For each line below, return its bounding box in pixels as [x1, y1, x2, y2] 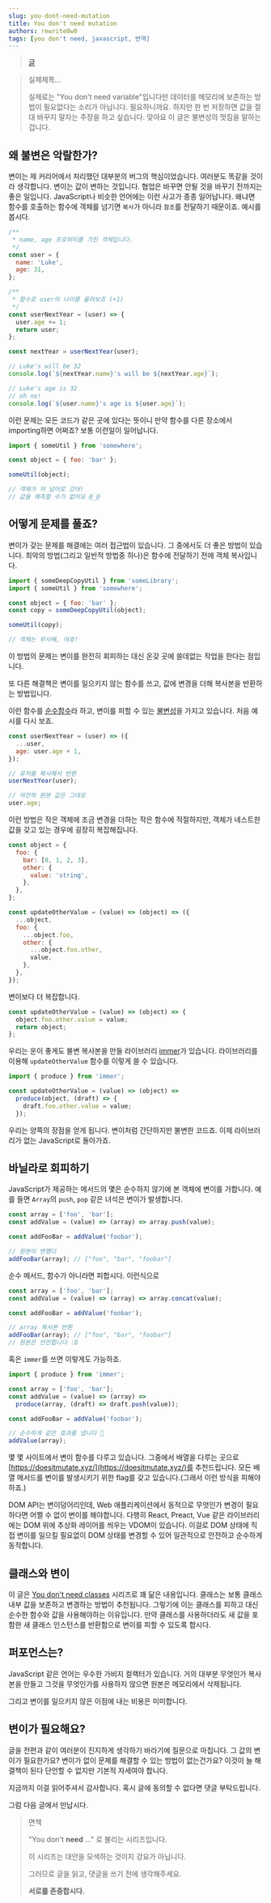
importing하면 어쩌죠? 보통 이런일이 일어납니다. [8, 425, 159, 435]
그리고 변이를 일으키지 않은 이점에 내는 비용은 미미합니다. [8, 1696, 188, 1705]
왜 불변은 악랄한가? [8, 148, 99, 162]
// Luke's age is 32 [8, 384, 78, 393]
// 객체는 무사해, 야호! [8, 636, 78, 644]
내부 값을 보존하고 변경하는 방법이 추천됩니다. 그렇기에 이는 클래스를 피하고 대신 [8, 1600, 259, 1609]
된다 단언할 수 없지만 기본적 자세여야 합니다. [29, 1765, 168, 1775]
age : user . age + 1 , [15, 747, 82, 756]
